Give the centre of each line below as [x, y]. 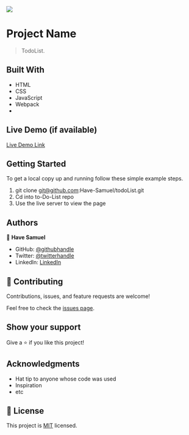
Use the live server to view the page [60, 203]
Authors [22, 222]
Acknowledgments [43, 364]
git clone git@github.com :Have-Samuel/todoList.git [80, 190]
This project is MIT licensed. [42, 426]
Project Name [41, 34]
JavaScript [29, 97]
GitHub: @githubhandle [45, 249]
